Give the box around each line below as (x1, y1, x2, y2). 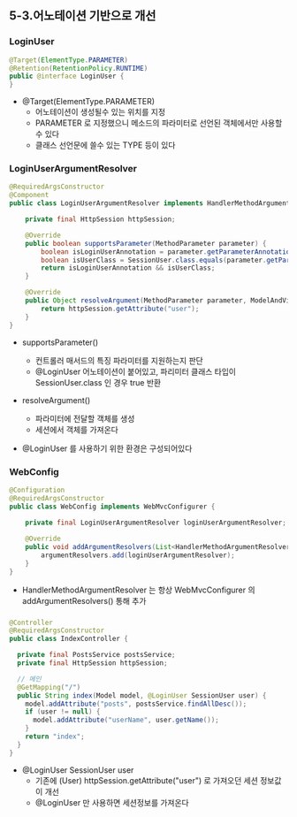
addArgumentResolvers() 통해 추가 (21, 595, 147, 606)
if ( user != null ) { (25, 707, 101, 716)
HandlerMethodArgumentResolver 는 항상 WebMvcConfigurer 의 (21, 584, 255, 595)
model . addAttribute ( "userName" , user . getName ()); (32, 715, 219, 725)
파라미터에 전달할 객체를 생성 (34, 413, 135, 424)
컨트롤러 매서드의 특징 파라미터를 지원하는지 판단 (34, 355, 203, 365)
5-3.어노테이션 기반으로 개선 (9, 8, 156, 24)
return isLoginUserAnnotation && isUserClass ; (41, 263, 216, 272)
